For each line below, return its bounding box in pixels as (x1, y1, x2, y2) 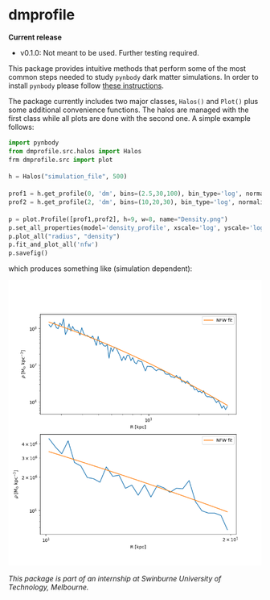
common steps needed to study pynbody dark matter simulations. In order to (8, 72, 259, 81)
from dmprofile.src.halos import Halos (8, 147, 142, 155)
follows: (8, 122, 35, 131)
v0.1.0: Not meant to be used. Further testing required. (19, 48, 199, 57)
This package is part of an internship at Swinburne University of (8, 574, 222, 584)
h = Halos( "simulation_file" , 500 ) (8, 173, 128, 181)
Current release (8, 32, 63, 42)
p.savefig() (8, 249, 48, 257)
